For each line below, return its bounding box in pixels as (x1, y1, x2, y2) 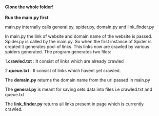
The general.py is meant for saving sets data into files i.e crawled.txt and (5, 86, 153, 92)
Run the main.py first (5, 15, 49, 20)
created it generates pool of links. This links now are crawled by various (5, 44, 150, 50)
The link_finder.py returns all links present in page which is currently (5, 101, 144, 107)
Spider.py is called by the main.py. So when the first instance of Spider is (5, 39, 152, 45)
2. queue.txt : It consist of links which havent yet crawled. (5, 68, 121, 74)
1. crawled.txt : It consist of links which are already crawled (5, 58, 124, 64)
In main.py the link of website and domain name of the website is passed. (5, 33, 153, 39)
